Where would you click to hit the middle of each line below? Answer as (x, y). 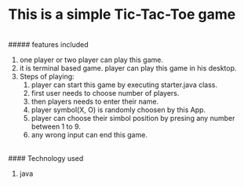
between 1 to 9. (56, 126)
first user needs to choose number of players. (105, 93)
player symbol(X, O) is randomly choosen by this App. (118, 109)
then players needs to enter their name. (95, 101)
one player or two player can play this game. (91, 60)
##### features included (48, 44)
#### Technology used (46, 158)
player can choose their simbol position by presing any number (133, 118)
